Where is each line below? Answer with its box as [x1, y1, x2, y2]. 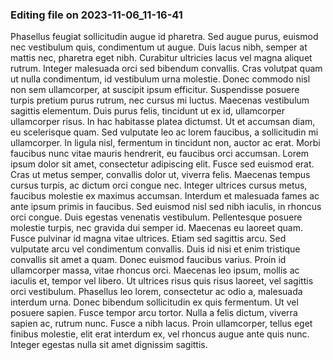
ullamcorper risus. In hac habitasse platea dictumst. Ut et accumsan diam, [10, 116, 316, 128]
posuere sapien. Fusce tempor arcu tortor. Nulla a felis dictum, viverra [10, 307, 298, 319]
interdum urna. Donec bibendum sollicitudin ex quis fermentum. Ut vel [10, 296, 299, 308]
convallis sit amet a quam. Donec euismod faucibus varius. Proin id [10, 254, 287, 266]
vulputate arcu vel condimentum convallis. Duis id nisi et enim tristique [10, 243, 301, 255]
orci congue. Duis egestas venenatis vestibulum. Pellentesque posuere [10, 211, 303, 223]
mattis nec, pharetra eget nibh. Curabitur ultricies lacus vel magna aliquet [10, 52, 313, 64]
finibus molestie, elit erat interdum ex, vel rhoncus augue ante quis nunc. [10, 328, 310, 340]
